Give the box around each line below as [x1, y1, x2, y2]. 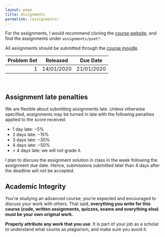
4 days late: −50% [12, 142, 51, 148]
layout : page [5, 7, 32, 12]
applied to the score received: [5, 117, 67, 123]
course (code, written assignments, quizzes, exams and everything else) [5, 206, 159, 212]
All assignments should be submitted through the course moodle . [5, 45, 139, 51]
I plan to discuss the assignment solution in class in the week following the [5, 157, 158, 163]
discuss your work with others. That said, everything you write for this [5, 201, 151, 207]
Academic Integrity [5, 182, 66, 191]
